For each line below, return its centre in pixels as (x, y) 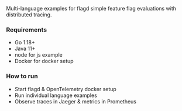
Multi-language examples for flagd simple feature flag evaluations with (91, 8)
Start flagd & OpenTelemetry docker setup (66, 89)
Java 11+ (25, 48)
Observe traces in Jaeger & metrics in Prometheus (75, 101)
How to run (22, 77)
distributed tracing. (29, 15)
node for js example (38, 55)
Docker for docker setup (44, 61)
